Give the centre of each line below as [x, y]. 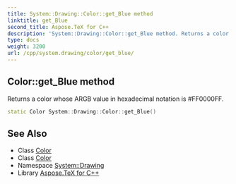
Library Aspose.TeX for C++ [58, 173]
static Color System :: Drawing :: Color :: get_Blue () [82, 111]
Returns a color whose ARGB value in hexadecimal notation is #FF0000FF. [116, 99]
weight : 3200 [26, 47]
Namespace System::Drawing [61, 166]
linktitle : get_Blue [38, 20]
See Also [27, 134]
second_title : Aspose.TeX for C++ [58, 27]
